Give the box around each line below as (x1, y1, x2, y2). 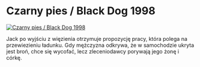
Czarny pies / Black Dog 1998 (6, 4, 156, 18)
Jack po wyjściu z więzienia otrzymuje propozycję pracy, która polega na (6, 35, 188, 42)
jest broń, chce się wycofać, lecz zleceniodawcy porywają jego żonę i (6, 47, 179, 55)
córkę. (6, 54, 22, 61)
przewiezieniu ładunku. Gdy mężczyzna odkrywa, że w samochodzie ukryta (6, 42, 195, 49)
